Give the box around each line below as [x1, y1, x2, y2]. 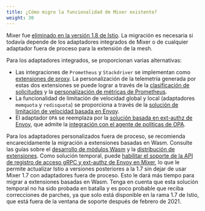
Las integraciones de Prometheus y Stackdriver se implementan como [15, 68, 191, 75]
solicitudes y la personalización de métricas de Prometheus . [15, 88, 167, 95]
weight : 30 [6, 15, 34, 21]
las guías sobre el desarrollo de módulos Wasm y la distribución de [6, 145, 176, 153]
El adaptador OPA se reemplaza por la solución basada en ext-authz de [15, 114, 193, 121]
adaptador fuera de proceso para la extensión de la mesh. [6, 44, 153, 52]
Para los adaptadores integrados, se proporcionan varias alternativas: [6, 56, 182, 64]
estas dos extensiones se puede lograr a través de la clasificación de [15, 81, 190, 89]
